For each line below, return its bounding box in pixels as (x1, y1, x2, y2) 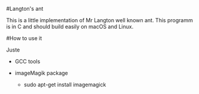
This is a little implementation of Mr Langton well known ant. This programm (6, 17, 193, 23)
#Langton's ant (6, 5, 44, 12)
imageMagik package (14, 69, 69, 77)
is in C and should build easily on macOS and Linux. (6, 23, 134, 30)
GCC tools (14, 58, 41, 65)
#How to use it (6, 35, 42, 41)
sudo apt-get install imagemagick (23, 81, 106, 88)
